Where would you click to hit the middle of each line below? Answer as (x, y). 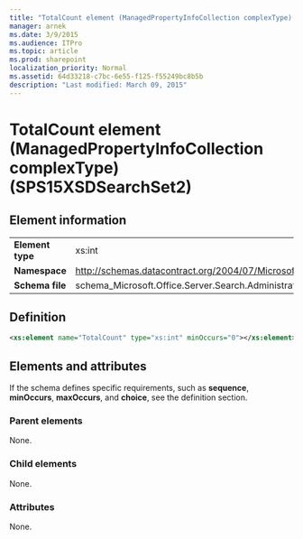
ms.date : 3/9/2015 (44, 34)
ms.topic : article (44, 51)
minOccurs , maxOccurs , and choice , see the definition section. (129, 397)
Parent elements (46, 421)
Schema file (40, 285)
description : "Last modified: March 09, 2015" (98, 85)
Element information (68, 221)
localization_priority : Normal (68, 69)
